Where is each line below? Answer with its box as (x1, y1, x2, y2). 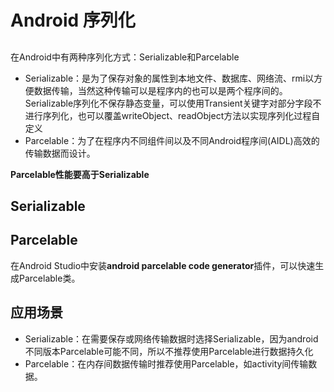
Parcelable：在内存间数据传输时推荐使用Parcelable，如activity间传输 (24, 357, 309, 370)
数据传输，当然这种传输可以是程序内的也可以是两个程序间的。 (33, 84, 288, 96)
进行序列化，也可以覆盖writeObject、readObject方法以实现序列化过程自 (24, 109, 321, 121)
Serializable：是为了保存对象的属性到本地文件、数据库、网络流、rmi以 (24, 72, 315, 84)
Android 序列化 (10, 9, 136, 32)
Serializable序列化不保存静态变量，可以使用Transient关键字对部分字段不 (24, 97, 322, 109)
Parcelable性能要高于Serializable (10, 168, 150, 180)
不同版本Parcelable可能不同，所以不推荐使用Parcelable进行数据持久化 (24, 345, 314, 357)
